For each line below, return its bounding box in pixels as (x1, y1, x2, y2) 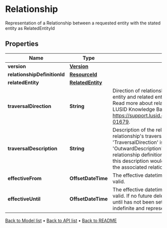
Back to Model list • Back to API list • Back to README (5, 218, 117, 224)
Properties (5, 40, 39, 48)
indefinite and (112, 205, 145, 212)
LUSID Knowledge (112, 106, 155, 113)
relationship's (112, 132, 144, 139)
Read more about (112, 100, 153, 107)
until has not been (112, 198, 155, 205)
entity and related (112, 93, 154, 100)
